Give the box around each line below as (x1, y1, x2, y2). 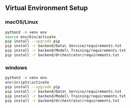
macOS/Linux (5, 19, 38, 26)
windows (5, 64, 27, 71)
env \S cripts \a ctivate (5, 80, 50, 85)
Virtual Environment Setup (5, 4, 88, 12)
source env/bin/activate (5, 34, 56, 39)
